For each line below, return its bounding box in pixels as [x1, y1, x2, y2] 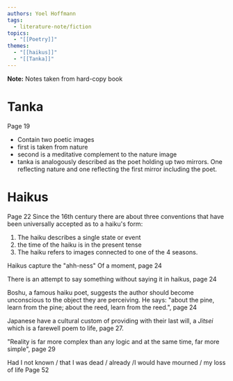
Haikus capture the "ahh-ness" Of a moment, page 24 [7, 261, 162, 270]
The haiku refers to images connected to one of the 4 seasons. [17, 248, 198, 256]
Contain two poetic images [17, 135, 95, 143]
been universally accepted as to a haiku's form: [7, 220, 143, 228]
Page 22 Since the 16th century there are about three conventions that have [7, 212, 225, 220]
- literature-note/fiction [13, 23, 92, 30]
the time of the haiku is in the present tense [17, 241, 142, 249]
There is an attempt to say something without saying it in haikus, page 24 [7, 275, 217, 283]
